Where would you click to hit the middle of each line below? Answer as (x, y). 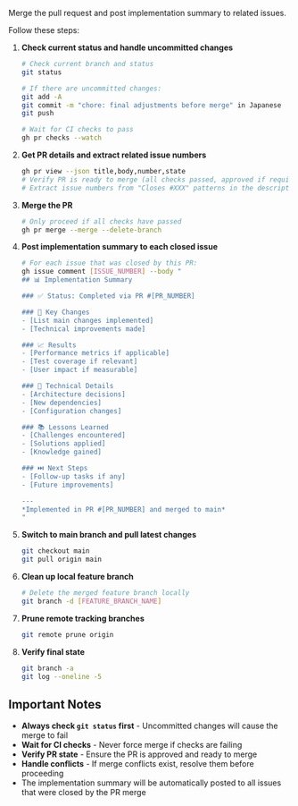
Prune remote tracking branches (83, 618)
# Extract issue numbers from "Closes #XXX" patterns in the (137, 188)
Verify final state (53, 651)
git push (37, 114)
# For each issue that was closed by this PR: (109, 263)
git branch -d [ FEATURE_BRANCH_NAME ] (91, 601)
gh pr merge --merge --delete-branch (91, 230)
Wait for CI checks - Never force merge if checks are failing (132, 745)
